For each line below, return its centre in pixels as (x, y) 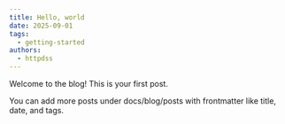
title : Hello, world (47, 17)
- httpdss (35, 58)
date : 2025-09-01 (41, 26)
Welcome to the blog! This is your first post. (89, 84)
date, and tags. (37, 110)
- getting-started (51, 42)
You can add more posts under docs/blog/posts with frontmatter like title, (143, 101)
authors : (25, 50)
